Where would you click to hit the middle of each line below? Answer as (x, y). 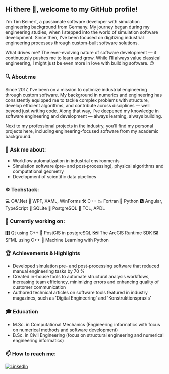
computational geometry (38, 171)
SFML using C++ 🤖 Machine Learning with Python (57, 240)
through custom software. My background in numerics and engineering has (84, 95)
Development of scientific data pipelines (54, 177)
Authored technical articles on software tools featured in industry (80, 293)
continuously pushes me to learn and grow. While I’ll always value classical (83, 58)
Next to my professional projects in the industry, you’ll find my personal (79, 126)
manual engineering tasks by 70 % (48, 271)
